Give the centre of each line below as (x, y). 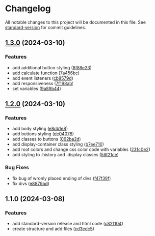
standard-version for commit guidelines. (46, 27)
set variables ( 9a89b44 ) (37, 88)
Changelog (28, 9)
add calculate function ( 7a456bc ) (46, 73)
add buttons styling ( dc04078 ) (43, 134)
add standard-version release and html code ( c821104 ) (68, 224)
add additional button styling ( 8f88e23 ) (52, 67)
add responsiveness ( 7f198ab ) (43, 83)
